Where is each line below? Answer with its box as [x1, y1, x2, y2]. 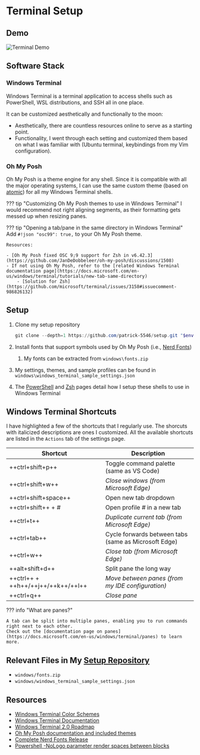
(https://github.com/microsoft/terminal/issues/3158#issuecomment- [6, 283, 177, 290]
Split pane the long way [105, 565, 171, 573]
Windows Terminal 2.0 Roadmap [14, 723, 95, 731]
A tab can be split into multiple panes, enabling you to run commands [6, 618, 187, 624]
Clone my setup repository [14, 321, 80, 328]
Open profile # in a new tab [105, 503, 182, 512]
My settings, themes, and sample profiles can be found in [14, 366, 156, 373]
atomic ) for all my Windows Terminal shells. [6, 188, 113, 195]
